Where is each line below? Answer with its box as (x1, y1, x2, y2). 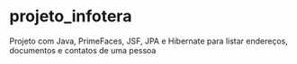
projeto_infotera (9, 6, 132, 27)
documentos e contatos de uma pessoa (9, 44, 157, 55)
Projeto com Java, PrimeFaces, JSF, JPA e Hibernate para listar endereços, (9, 36, 288, 46)
